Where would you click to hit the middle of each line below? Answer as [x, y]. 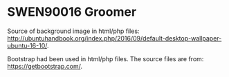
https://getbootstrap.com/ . [45, 66]
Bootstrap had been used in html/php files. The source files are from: [106, 58]
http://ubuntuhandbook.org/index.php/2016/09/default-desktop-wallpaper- [114, 38]
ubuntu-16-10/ [27, 45]
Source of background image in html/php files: [73, 31]
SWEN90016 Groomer [72, 12]
